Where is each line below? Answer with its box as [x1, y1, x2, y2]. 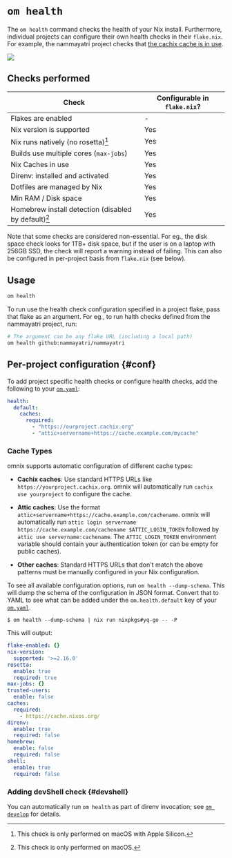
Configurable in [156, 93, 209, 103]
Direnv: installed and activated [10, 171, 109, 181]
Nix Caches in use [10, 160, 70, 170]
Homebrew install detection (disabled [10, 205, 133, 215]
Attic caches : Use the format [17, 503, 101, 511]
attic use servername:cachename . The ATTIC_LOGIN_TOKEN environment [17, 533, 217, 541]
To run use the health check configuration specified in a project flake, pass [7, 305, 220, 313]
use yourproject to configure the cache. [17, 490, 133, 498]
